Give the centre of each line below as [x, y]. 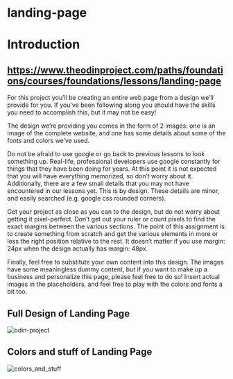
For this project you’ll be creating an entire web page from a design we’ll [110, 98]
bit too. [17, 292]
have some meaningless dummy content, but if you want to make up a [107, 269]
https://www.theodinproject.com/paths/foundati [115, 70]
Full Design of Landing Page [69, 313]
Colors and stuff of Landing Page [80, 352]
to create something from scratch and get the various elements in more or [113, 234]
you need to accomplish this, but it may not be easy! [82, 112]
